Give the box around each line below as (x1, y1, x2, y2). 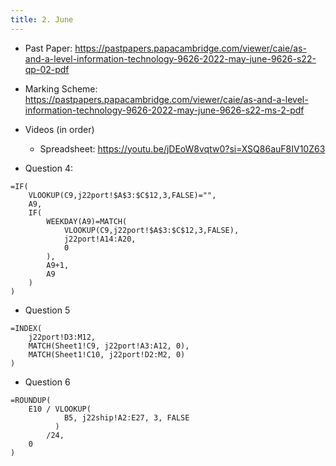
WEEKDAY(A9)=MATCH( (46, 216, 128, 226)
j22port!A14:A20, (63, 234, 137, 244)
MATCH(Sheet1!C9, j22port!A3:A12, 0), (28, 341, 190, 351)
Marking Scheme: (24, 82, 98, 95)
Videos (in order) (24, 123, 95, 135)
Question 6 (24, 376, 71, 388)
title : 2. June (10, 14, 74, 25)
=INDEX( (10, 323, 43, 333)
